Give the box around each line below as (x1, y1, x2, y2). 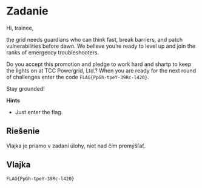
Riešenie (6, 126, 40, 137)
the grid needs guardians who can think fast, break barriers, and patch (6, 36, 183, 43)
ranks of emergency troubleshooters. (6, 48, 99, 56)
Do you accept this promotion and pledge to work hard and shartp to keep (6, 60, 192, 68)
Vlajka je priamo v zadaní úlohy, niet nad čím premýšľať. (6, 142, 146, 149)
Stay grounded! (6, 85, 45, 92)
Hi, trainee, (6, 24, 34, 31)
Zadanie (6, 4, 49, 18)
